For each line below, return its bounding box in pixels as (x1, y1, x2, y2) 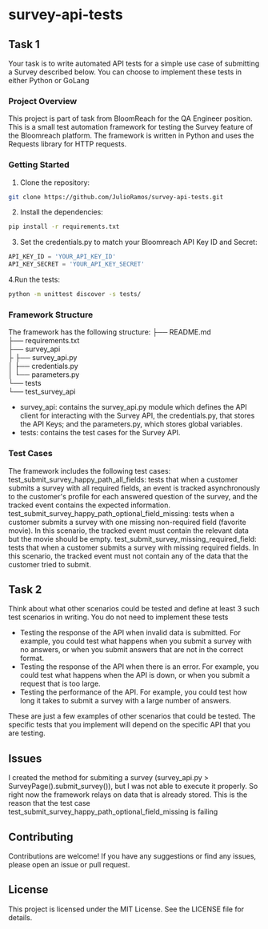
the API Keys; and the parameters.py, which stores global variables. (19, 419, 242, 429)
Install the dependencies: (19, 207, 104, 217)
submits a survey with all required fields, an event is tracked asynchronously (8, 483, 261, 493)
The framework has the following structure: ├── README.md (8, 327, 212, 337)
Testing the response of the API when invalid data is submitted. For (19, 628, 242, 638)
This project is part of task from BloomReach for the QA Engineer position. (8, 114, 254, 123)
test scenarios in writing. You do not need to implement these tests (8, 612, 229, 622)
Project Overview (8, 95, 78, 106)
